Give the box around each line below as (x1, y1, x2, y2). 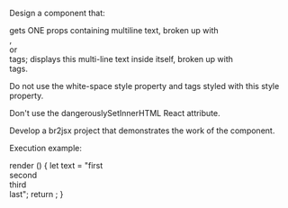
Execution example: (9, 143, 83, 153)
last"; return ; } (9, 189, 64, 199)
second (9, 170, 38, 180)
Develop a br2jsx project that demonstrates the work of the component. (9, 125, 275, 136)
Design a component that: (9, 8, 105, 18)
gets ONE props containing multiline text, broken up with (9, 25, 219, 35)
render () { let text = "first (9, 160, 103, 170)
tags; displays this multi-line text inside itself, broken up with (9, 54, 234, 64)
